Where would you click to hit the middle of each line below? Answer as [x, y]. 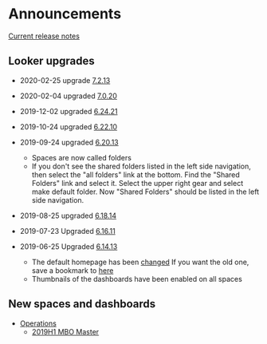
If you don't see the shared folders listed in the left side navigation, [141, 166]
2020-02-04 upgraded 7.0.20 [69, 96]
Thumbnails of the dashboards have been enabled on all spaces [137, 279]
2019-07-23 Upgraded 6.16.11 [67, 231]
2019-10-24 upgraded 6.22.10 [69, 127]
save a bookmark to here [73, 270]
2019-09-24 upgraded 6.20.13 [69, 142]
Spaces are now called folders [81, 157]
